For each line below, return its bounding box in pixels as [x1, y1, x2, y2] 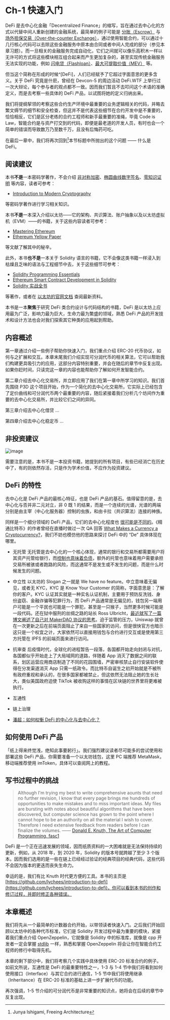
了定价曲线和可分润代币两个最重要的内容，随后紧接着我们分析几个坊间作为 [5, 390, 160, 396]
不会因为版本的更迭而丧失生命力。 [5, 862, 76, 868]
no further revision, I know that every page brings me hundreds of [17, 795, 155, 801]
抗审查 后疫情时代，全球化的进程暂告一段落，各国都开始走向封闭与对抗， [12, 646, 165, 652]
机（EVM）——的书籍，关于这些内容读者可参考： [5, 218, 108, 224]
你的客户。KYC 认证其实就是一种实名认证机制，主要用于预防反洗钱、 [12, 591, 156, 597]
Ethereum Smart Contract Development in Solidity [12, 277, 116, 283]
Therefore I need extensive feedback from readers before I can [17, 822, 149, 828]
